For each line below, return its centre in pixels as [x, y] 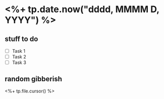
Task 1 [19, 51]
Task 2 [19, 57]
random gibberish [33, 79]
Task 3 [19, 62]
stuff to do [22, 39]
